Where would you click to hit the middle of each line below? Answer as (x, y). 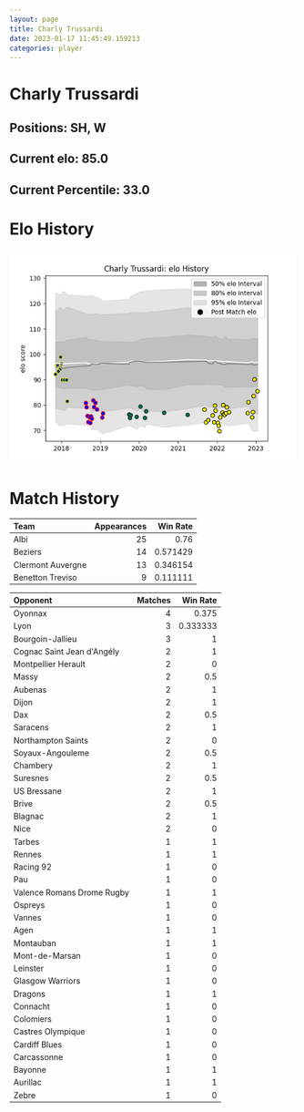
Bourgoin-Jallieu (45, 639)
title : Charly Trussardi (56, 29)
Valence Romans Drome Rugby (71, 892)
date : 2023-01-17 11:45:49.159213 (75, 38)
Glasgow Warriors (47, 981)
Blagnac (29, 817)
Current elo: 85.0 (59, 159)
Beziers (28, 552)
